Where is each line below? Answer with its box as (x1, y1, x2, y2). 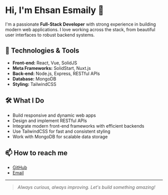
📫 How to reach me (5, 148, 68, 157)
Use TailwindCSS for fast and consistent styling (12, 128, 110, 134)
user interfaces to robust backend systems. (5, 32, 95, 38)
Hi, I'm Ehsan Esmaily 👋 (5, 5, 104, 16)
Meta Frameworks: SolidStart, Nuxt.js (12, 65, 91, 71)
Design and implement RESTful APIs (12, 118, 87, 124)
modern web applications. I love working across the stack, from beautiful (5, 26, 155, 32)
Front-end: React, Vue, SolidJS (12, 60, 77, 66)
